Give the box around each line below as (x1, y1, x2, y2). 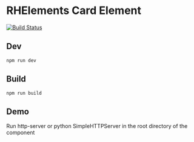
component (6, 129, 35, 137)
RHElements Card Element (6, 4, 141, 18)
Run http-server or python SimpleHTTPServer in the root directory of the (6, 123, 188, 130)
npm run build (6, 90, 42, 96)
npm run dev (6, 57, 36, 64)
